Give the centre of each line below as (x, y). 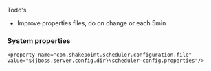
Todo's (17, 10)
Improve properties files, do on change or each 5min (91, 23)
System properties (39, 40)
